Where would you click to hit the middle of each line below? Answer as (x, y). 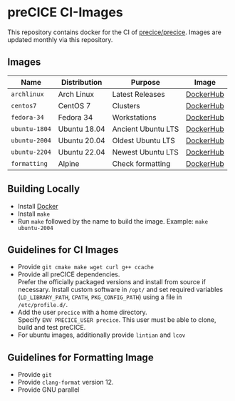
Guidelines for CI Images (63, 250)
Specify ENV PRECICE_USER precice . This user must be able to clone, (117, 320)
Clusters (126, 105)
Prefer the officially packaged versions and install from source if (112, 282)
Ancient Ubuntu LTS (146, 129)
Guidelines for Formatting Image (81, 357)
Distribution (82, 82)
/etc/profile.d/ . (43, 305)
